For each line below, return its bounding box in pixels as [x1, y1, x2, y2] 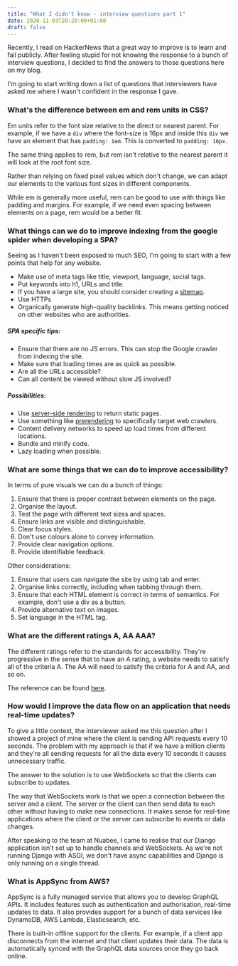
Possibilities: [7, 391, 46, 400]
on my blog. [7, 66, 43, 75]
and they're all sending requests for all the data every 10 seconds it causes [7, 749, 227, 757]
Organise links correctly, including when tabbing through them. [17, 583, 202, 591]
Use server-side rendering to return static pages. [17, 409, 162, 417]
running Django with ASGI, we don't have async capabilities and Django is [7, 851, 224, 859]
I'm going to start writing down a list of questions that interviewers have [7, 80, 217, 88]
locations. [17, 432, 47, 440]
